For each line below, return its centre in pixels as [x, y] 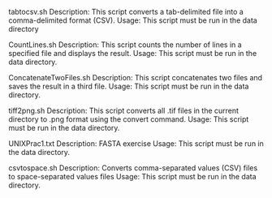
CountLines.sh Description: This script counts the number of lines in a [125, 45]
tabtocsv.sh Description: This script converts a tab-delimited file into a [126, 12]
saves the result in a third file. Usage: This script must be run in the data [129, 86]
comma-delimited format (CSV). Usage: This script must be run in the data [133, 20]
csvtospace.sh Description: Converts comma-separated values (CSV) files [133, 168]
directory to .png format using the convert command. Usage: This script [129, 119]
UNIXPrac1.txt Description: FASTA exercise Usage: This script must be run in [136, 144]
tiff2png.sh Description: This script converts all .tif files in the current [124, 110]
